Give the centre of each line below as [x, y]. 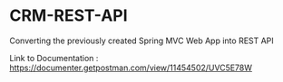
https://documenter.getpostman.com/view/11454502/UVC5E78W [131, 68]
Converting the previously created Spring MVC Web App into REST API [141, 41]
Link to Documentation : [54, 58]
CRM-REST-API [69, 16]
